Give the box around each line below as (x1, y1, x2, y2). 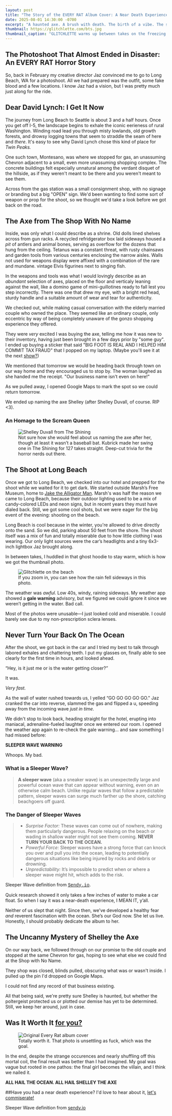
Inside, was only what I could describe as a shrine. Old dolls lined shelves (5, 230, 160, 236)
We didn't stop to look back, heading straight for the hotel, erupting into (5, 716, 156, 722)
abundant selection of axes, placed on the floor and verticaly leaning (5, 278, 151, 285)
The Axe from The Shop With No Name (5, 217, 132, 226)
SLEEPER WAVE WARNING (5, 742, 63, 748)
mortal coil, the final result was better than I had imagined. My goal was (5, 1058, 156, 1064)
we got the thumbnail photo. (5, 559, 65, 565)
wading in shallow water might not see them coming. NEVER (25, 834, 154, 840)
